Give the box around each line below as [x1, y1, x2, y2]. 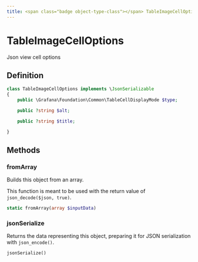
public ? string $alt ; [17, 108, 70, 114]
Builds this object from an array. [6, 176, 84, 183]
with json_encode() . [6, 239, 55, 246]
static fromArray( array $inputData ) [6, 205, 96, 211]
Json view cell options [6, 54, 61, 61]
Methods [6, 145, 41, 155]
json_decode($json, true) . [6, 194, 72, 201]
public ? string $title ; [17, 118, 76, 124]
